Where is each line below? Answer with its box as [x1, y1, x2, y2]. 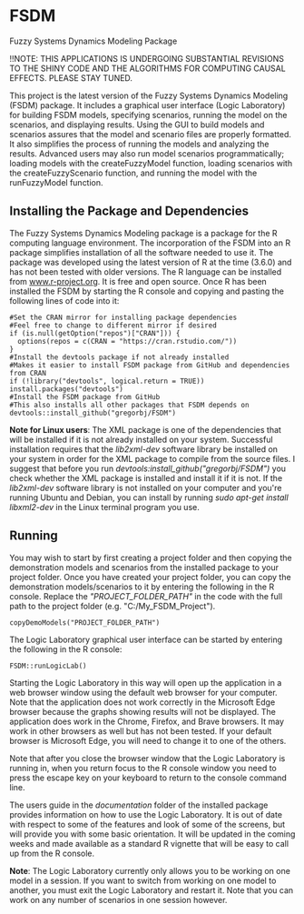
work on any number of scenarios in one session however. [9, 894, 228, 905]
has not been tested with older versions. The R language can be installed [9, 266, 282, 277]
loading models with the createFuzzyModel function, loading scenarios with [9, 157, 293, 168]
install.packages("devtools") [9, 384, 124, 394]
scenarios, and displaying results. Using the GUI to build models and [9, 119, 265, 130]
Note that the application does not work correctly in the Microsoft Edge [9, 697, 276, 708]
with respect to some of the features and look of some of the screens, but [9, 819, 286, 829]
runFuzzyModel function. [9, 176, 103, 187]
